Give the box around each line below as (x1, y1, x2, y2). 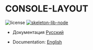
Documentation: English (12, 38, 62, 45)
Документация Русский (12, 29, 64, 35)
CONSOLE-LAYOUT (5, 3, 89, 14)
